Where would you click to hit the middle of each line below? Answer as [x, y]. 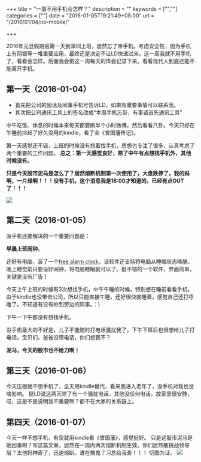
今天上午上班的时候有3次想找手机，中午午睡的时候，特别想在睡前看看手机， [100, 289]
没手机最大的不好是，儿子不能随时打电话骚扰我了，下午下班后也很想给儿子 [98, 330]
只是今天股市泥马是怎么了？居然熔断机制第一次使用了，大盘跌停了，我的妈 [98, 173]
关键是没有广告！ [27, 276]
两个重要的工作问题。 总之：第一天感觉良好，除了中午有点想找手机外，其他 [99, 153]
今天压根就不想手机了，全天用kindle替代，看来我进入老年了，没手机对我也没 [100, 386]
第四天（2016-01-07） [48, 422]
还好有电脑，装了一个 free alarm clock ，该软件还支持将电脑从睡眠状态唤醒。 [100, 261]
